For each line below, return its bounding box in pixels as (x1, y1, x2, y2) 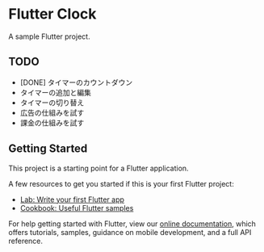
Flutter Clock (8, 5, 97, 23)
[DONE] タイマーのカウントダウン (19, 78, 133, 87)
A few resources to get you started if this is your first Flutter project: (8, 178, 234, 188)
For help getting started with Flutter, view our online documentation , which (8, 219, 257, 229)
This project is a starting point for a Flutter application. (8, 163, 189, 173)
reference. (8, 236, 43, 246)
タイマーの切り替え (19, 98, 85, 107)
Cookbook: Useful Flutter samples (19, 203, 134, 212)
